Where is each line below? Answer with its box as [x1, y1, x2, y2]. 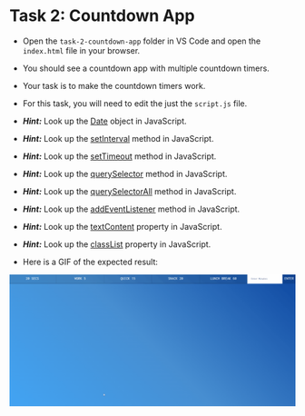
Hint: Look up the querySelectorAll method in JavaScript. [22, 185, 237, 196]
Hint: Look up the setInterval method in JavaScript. [22, 133, 214, 144]
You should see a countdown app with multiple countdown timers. [22, 63, 270, 74]
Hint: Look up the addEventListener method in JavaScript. [22, 203, 241, 214]
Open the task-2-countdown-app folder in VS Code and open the [22, 35, 261, 46]
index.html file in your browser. [22, 45, 141, 55]
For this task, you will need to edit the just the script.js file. [22, 97, 248, 109]
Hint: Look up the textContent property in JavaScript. [22, 221, 222, 232]
